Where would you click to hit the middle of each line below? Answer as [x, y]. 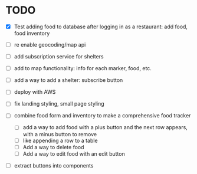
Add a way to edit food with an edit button [74, 153]
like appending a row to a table [60, 140]
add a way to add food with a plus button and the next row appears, [105, 127]
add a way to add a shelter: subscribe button [68, 80]
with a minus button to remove [60, 134]
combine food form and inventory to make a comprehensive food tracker [102, 116]
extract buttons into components [54, 165]
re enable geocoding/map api [50, 45]
